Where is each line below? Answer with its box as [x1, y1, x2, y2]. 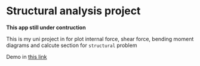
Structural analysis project [6, 4, 141, 18]
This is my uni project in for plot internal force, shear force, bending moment [6, 35, 194, 42]
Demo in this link [6, 53, 47, 60]
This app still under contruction [6, 24, 86, 31]
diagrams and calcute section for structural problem [6, 42, 137, 49]
